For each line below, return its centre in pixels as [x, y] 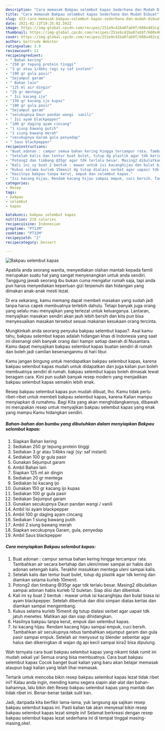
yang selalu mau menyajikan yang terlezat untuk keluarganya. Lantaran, [78, 311]
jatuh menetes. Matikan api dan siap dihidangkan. [63, 617]
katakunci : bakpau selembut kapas [41, 215]
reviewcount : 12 [22, 51]
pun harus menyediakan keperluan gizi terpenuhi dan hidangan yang [75, 286]
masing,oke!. [18, 723]
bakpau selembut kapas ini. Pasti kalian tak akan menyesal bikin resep [76, 707]
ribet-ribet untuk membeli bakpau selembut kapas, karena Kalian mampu [79, 397]
